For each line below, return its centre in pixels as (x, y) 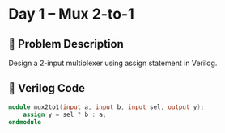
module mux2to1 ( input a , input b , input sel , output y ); (106, 107)
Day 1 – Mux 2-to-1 (72, 14)
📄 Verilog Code (47, 88)
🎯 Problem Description (66, 44)
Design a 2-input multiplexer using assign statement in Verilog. (113, 63)
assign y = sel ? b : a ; (65, 114)
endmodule (25, 122)
